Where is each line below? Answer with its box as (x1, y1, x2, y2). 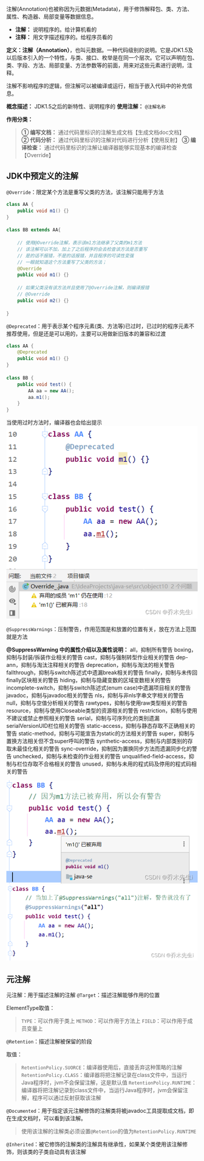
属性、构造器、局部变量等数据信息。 (6, 13, 97, 20)
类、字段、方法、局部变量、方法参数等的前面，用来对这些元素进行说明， (6, 62, 187, 69)
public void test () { (17, 381, 72, 387)
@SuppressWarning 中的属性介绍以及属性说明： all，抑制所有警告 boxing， (6, 646, 197, 654)
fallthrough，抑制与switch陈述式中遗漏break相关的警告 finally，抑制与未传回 (6, 669, 198, 676)
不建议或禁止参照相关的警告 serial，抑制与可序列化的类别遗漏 (6, 715, 160, 722)
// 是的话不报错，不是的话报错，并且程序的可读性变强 (17, 252, 134, 259)
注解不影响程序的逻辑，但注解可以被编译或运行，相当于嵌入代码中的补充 (6, 82, 187, 90)
